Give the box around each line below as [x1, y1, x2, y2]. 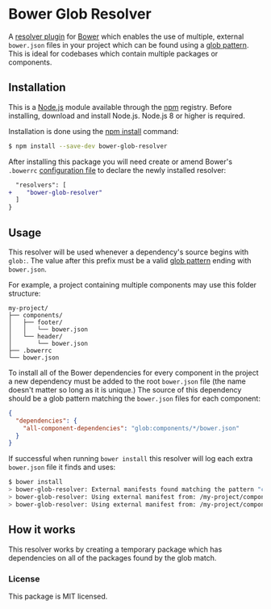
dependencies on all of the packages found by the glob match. [8, 552, 217, 562]
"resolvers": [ [15, 181, 67, 189]
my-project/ [8, 304, 48, 312]
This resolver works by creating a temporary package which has [8, 544, 223, 554]
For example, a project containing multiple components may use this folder [8, 279, 256, 289]
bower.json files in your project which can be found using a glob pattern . [8, 40, 249, 49]
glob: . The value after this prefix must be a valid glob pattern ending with [8, 255, 252, 265]
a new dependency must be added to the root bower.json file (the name [8, 376, 246, 386]
